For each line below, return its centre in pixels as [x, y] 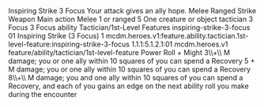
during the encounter [43, 94]
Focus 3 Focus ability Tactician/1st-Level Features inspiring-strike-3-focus [129, 28]
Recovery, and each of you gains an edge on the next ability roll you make [128, 86]
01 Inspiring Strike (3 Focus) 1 [56, 36]
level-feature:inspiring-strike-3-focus [69, 44]
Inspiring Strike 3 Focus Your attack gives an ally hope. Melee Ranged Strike [132, 11]
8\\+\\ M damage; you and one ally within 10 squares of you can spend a [126, 77]
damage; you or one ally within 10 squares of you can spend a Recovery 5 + [132, 61]
